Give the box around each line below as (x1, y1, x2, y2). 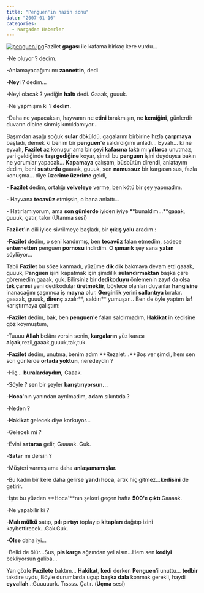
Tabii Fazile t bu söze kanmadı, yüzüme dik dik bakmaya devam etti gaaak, (6, 263, 194, 270)
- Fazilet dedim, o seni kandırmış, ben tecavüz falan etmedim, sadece (6, 238, 182, 246)
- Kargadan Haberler (12, 26, 64, 33)
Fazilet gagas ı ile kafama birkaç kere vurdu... (43, 43, 158, 50)
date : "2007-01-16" (6, 15, 56, 21)
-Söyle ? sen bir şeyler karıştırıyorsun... (6, 381, 108, 389)
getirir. (6, 483, 23, 490)
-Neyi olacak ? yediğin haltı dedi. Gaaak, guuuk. (6, 90, 127, 98)
